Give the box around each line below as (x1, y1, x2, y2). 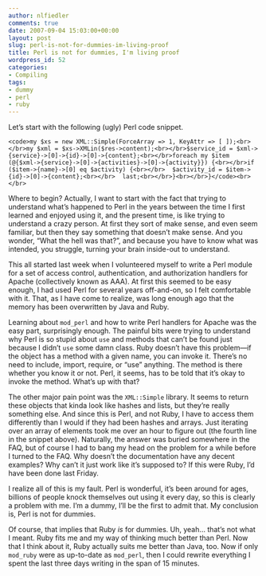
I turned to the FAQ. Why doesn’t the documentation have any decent (8, 452, 235, 461)
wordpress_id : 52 (8, 57, 66, 65)
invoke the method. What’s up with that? (8, 377, 140, 386)
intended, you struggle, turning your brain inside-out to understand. (8, 245, 230, 254)
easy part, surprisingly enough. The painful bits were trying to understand (8, 326, 251, 335)
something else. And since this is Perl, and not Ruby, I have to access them (8, 409, 254, 419)
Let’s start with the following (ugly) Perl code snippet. (8, 123, 184, 132)
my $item (200, 152, 229, 160)
